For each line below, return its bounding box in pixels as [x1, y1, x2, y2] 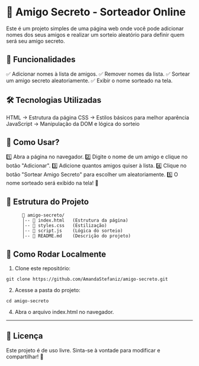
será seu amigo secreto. [6, 37, 65, 44]
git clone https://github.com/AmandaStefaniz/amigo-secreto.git [6, 276, 168, 282]
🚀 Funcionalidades [6, 54, 76, 64]
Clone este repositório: [14, 265, 71, 271]
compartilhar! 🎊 [6, 353, 44, 360]
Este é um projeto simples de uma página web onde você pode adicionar [6, 25, 184, 32]
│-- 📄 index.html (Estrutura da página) [21, 218, 129, 224]
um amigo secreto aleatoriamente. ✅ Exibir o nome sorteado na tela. [6, 77, 173, 84]
